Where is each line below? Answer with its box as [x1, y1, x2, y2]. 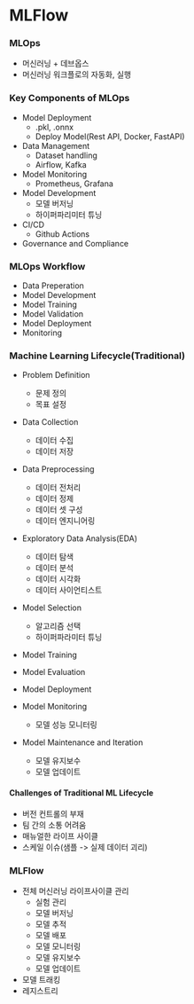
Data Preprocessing [21, 464, 95, 475]
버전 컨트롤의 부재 [21, 808, 84, 819]
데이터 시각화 [35, 574, 81, 584]
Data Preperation [21, 280, 84, 291]
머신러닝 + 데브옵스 [21, 59, 89, 69]
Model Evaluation [21, 667, 86, 678]
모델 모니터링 [35, 941, 81, 952]
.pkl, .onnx [35, 122, 74, 132]
